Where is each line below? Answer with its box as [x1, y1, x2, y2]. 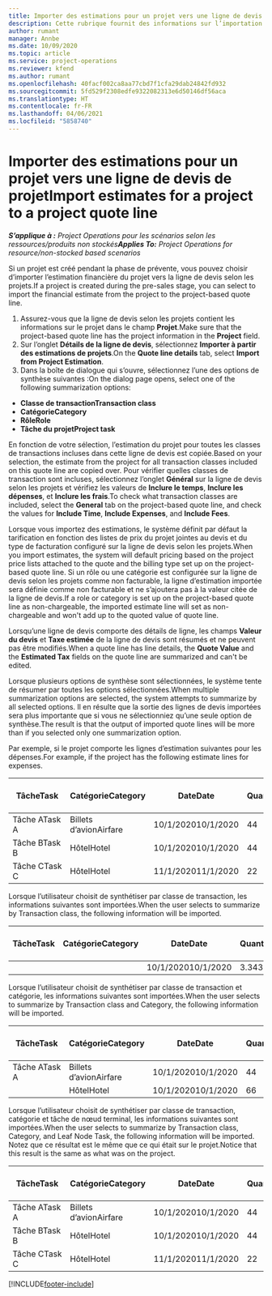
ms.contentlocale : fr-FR [8, 102, 92, 110]
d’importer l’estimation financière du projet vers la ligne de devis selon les [8, 272, 254, 282]
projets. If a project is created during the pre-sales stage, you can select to [8, 280, 257, 290]
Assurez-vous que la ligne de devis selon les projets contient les [19, 313, 236, 323]
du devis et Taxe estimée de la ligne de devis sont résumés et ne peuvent [8, 634, 257, 644]
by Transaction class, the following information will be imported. [8, 908, 222, 918]
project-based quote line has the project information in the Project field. [19, 330, 261, 340]
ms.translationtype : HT [8, 95, 89, 103]
